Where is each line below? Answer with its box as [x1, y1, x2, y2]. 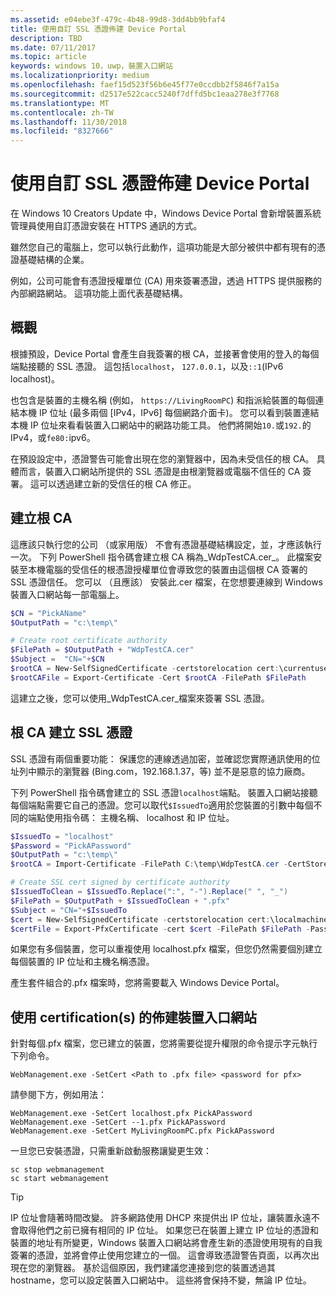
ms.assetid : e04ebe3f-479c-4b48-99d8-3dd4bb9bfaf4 [10, 14, 226, 25]
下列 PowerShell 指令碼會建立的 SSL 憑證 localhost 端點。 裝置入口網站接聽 [10, 786, 318, 798]
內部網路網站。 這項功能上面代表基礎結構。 [10, 287, 188, 300]
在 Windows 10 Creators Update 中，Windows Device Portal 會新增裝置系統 [10, 207, 322, 220]
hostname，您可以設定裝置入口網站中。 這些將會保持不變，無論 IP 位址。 [10, 1274, 312, 1286]
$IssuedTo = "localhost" [10, 831, 114, 841]
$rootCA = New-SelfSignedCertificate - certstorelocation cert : [10, 664, 280, 674]
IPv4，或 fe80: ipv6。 [10, 431, 96, 443]
